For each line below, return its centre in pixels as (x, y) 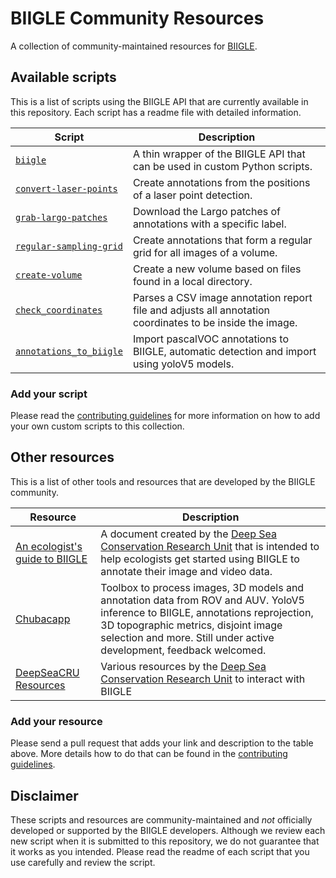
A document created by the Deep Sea (188, 534)
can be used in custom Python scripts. (222, 166)
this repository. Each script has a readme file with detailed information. (156, 112)
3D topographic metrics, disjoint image (191, 625)
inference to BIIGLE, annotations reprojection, (207, 612)
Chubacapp (43, 619)
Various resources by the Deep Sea (183, 666)
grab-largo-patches (61, 217)
